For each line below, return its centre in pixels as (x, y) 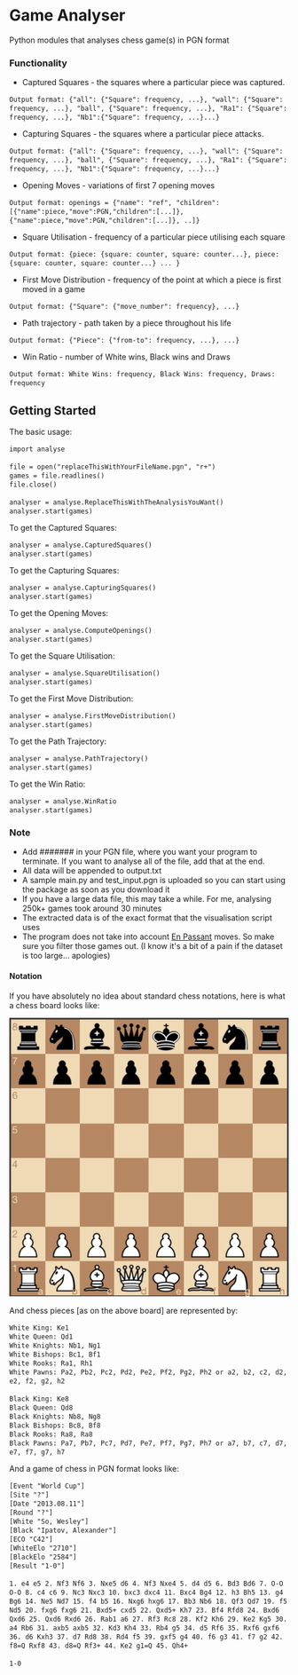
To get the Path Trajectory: (58, 741)
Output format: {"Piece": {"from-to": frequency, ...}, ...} (125, 341)
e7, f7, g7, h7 (37, 1452)
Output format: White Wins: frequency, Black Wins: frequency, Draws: (142, 375)
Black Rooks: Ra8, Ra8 (51, 1434)
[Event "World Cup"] (47, 1486)
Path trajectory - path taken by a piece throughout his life (127, 323)
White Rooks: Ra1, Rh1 (51, 1363)
